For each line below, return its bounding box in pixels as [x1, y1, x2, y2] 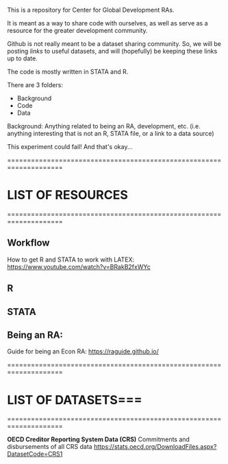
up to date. [7, 54, 38, 62]
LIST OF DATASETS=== [7, 392, 142, 408]
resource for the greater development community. [7, 27, 149, 34]
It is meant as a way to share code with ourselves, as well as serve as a [7, 19, 208, 27]
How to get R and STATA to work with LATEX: [7, 255, 135, 264]
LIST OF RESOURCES [7, 187, 129, 203]
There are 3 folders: [7, 81, 64, 89]
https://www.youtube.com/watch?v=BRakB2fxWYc [7, 262, 151, 270]
